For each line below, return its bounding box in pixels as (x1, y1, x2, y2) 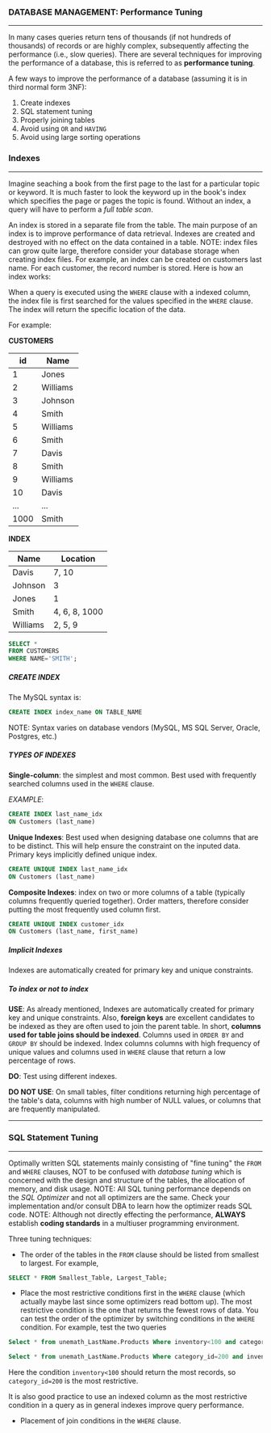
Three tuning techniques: (8, 1233, 92, 1243)
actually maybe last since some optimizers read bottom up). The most (19, 1296, 252, 1307)
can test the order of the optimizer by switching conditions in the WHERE (19, 1314, 256, 1324)
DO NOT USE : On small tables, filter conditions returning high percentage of (8, 1087, 261, 1097)
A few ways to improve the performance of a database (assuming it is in (8, 74, 248, 83)
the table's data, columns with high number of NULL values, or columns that (8, 1096, 261, 1106)
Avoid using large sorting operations (19, 133, 141, 142)
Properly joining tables (19, 116, 95, 125)
